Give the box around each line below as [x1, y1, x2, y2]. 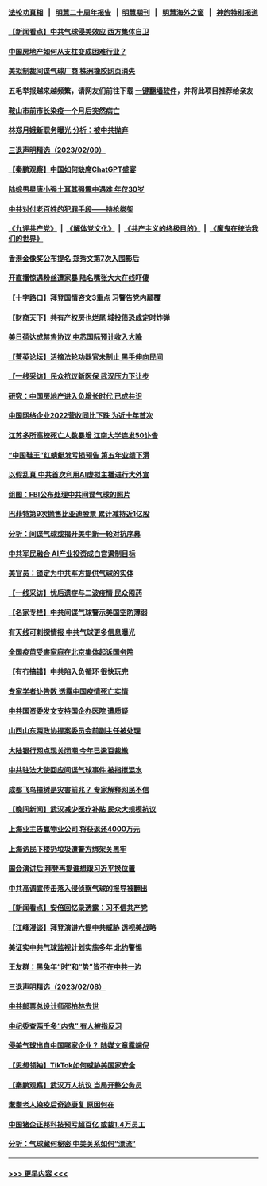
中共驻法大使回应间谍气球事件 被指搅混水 [8, 765, 143, 775]
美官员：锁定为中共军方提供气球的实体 [8, 569, 133, 578]
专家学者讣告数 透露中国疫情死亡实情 [8, 686, 129, 696]
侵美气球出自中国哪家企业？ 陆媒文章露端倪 [8, 1040, 149, 1050]
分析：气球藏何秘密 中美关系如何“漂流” [8, 1139, 137, 1149]
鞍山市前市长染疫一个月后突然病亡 [8, 106, 120, 115]
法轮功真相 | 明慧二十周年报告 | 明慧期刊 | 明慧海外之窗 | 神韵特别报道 [8, 7, 259, 17]
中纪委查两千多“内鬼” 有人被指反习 [8, 1021, 122, 1030]
